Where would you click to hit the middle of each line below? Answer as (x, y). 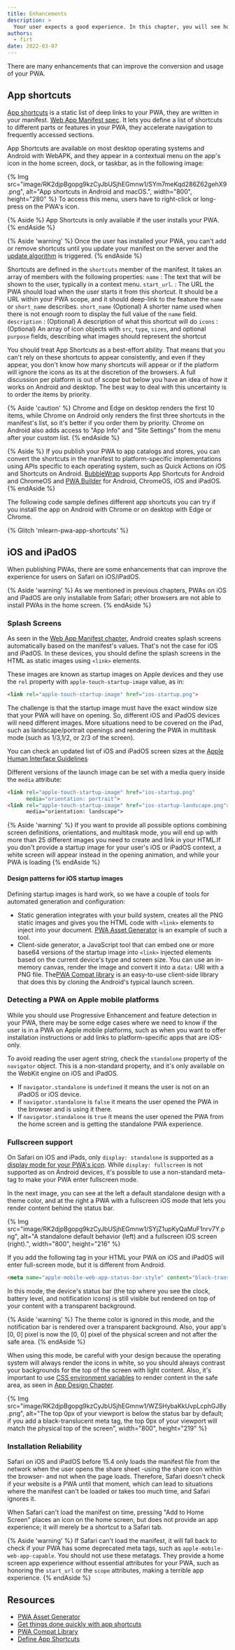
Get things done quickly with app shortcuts (79, 1624)
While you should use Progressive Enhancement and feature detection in (112, 1015)
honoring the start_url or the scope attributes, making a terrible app (106, 1570)
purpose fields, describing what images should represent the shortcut (107, 336)
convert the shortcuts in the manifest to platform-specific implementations (114, 458)
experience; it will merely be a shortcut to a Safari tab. (85, 1527)
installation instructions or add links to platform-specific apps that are (107, 1037)
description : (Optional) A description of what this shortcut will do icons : (113, 321)
